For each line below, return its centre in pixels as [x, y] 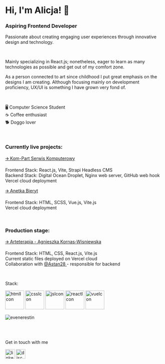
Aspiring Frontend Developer [41, 26]
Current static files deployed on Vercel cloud [51, 259]
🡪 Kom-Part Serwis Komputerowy [40, 158]
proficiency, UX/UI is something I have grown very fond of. [66, 87]
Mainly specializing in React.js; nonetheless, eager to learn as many [75, 62]
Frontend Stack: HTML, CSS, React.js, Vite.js [51, 253]
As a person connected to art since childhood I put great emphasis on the [81, 77]
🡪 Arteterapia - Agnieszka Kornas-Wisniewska [53, 242]
